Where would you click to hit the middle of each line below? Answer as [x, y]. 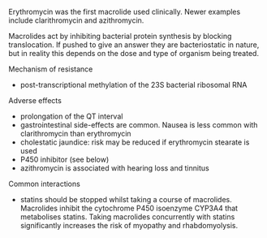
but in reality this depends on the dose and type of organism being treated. [134, 53]
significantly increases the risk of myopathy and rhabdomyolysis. [129, 225]
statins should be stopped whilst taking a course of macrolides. [126, 199]
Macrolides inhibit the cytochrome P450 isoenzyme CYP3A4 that [129, 208]
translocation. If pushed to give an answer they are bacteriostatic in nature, [134, 45]
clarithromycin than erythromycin [75, 134]
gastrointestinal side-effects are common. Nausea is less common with [139, 125]
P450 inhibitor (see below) [65, 159]
